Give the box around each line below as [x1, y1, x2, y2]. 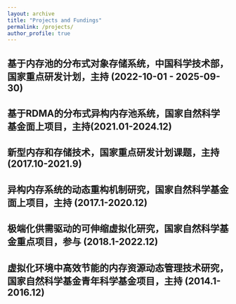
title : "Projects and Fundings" [7, 17, 102, 24]
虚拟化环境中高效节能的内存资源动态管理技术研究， [7, 262, 229, 274]
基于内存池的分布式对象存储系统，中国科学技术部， [7, 57, 229, 69]
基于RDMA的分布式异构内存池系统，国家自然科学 [7, 108, 221, 120]
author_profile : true [7, 29, 71, 37]
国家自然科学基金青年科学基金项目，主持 [7, 275, 183, 287]
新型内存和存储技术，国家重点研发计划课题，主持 [7, 146, 220, 158]
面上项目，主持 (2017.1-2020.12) [7, 197, 147, 209]
